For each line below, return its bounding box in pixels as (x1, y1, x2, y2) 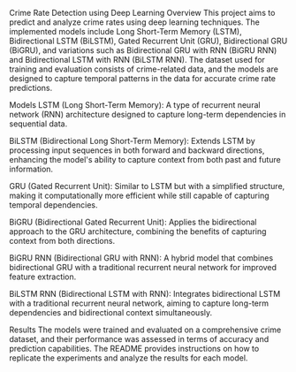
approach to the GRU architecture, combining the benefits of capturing (9, 226, 267, 237)
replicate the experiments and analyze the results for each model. (9, 353, 248, 363)
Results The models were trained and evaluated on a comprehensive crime (9, 324, 282, 335)
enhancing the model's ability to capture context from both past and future (9, 155, 281, 164)
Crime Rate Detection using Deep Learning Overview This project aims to (9, 8, 276, 18)
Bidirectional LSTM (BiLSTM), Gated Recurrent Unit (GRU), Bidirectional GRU (9, 35, 288, 46)
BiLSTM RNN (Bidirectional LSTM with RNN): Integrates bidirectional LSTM (9, 289, 281, 299)
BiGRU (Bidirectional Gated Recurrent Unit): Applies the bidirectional (9, 216, 257, 227)
